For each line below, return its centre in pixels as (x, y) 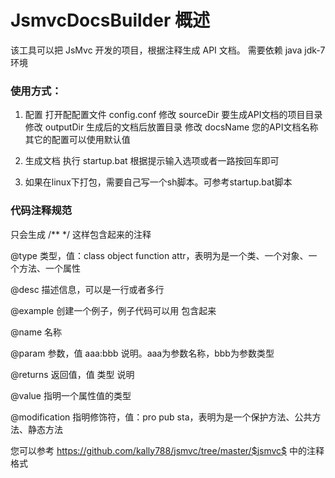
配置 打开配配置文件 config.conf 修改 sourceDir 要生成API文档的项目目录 (173, 115)
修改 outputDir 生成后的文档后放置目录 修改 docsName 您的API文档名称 (171, 127)
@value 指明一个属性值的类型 (71, 395)
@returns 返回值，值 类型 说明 (72, 374)
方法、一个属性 (49, 268)
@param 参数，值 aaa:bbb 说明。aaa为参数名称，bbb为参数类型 (142, 353)
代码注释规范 (41, 211)
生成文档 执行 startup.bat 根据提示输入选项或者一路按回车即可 (152, 161)
